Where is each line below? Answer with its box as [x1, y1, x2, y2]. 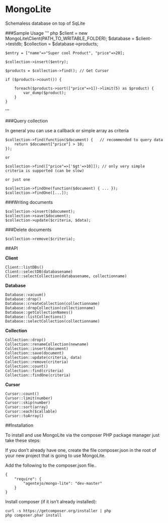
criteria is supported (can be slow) [5, 168, 85, 173]
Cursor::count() [5, 391, 39, 396]
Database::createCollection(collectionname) [5, 301, 100, 306]
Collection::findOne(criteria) [5, 373, 71, 378]
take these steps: [5, 437, 41, 443]
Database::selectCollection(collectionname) [5, 319, 100, 324]
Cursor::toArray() [5, 413, 44, 419]
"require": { [14, 476, 42, 482]
